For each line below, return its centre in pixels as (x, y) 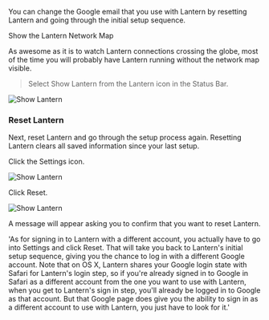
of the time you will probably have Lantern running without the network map (134, 60)
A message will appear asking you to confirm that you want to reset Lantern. (134, 224)
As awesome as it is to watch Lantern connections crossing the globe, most (133, 51)
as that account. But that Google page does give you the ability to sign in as (133, 299)
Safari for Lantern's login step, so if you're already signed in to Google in (128, 273)
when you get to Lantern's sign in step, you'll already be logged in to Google (134, 290)
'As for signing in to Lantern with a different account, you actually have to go (134, 239)
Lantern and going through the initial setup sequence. (97, 20)
